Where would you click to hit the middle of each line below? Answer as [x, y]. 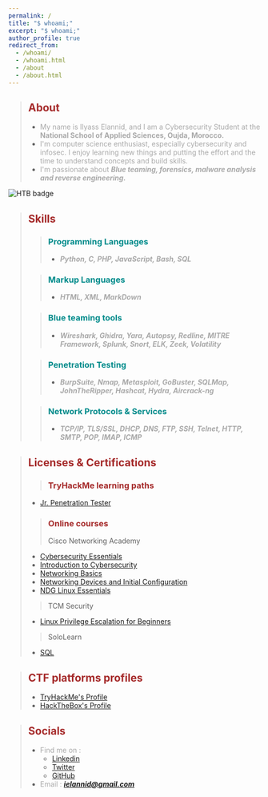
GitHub [64, 775]
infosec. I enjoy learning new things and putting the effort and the [148, 152]
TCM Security [70, 606]
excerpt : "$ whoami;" [44, 30]
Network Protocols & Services [108, 411]
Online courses [78, 523]
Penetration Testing [87, 364]
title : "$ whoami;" [41, 23]
